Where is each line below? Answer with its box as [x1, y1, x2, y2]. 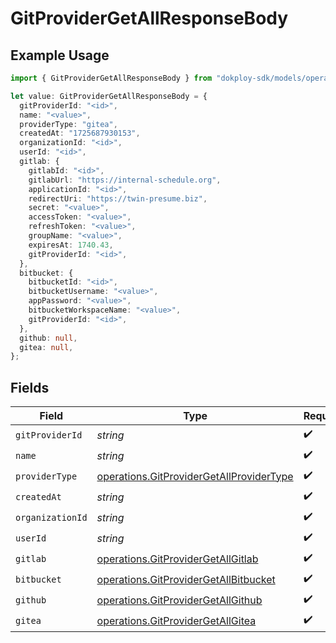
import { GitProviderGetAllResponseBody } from [10, 73, 213, 83]
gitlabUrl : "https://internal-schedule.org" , [28, 175, 222, 185]
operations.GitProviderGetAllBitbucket [96, 572, 276, 586]
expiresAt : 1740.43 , [28, 240, 114, 250]
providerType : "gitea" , [19, 119, 118, 129]
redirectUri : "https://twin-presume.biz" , [28, 193, 208, 204]
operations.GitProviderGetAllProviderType [96, 469, 294, 483]
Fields [10, 379, 50, 396]
